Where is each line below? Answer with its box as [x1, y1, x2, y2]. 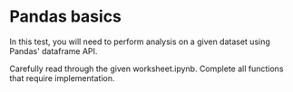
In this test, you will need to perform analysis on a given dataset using [9, 36, 270, 47]
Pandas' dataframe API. [9, 45, 98, 56]
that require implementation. [9, 72, 115, 83]
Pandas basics [9, 6, 122, 27]
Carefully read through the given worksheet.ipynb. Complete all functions [9, 63, 284, 74]
